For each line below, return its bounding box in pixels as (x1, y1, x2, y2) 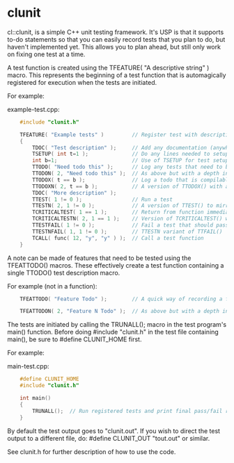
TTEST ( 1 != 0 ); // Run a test (32, 196, 173, 203)
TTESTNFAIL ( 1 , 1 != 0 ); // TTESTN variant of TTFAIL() (32, 228, 223, 235)
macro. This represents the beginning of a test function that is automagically (7, 71, 226, 79)
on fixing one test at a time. (7, 50, 86, 58)
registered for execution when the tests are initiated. (7, 78, 157, 86)
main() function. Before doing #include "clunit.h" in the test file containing (7, 328, 219, 336)
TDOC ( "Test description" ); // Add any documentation (32, 144, 208, 151)
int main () (19, 395, 52, 402)
